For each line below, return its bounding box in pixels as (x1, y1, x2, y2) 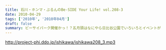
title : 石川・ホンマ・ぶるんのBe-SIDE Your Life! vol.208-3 (5, 7, 124, 12)
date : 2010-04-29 (5, 12, 41, 17)
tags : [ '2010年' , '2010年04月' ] (5, 16, 70, 21)
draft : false (5, 21, 32, 26)
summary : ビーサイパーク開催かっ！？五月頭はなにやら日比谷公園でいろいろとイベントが (5, 26, 161, 31)
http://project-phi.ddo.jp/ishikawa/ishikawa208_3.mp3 (5, 39, 116, 45)
